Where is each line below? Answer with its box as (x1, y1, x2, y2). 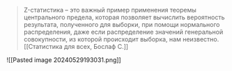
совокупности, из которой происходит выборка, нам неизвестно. (23, 35, 219, 43)
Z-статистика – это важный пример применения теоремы (23, 6, 196, 14)
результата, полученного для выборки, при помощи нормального (23, 21, 220, 28)
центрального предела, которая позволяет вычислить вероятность (23, 13, 225, 21)
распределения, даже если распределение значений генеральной (23, 28, 224, 36)
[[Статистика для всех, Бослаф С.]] (23, 43, 129, 50)
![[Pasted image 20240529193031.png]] (6, 56, 121, 64)
